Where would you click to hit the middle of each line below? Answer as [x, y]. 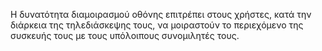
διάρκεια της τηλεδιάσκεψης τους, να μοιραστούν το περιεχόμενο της [157, 25]
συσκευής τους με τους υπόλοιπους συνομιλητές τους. [125, 35]
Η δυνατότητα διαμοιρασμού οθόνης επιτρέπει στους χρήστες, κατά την [161, 14]
